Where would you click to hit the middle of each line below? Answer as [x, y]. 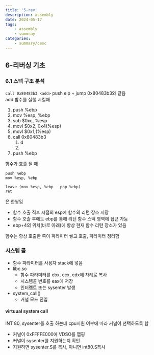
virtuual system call [27, 311]
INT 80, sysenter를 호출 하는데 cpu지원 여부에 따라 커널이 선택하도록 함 [77, 323]
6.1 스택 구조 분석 [25, 81]
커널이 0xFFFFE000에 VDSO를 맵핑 [49, 334]
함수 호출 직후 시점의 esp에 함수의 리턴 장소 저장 [61, 212]
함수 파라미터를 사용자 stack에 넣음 [48, 263]
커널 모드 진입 [34, 299]
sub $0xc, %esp [30, 121]
